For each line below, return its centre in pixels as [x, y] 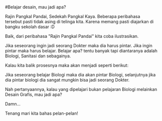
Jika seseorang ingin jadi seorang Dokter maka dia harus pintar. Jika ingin [79, 45]
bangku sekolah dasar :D [30, 27]
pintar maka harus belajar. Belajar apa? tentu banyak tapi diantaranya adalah [81, 51]
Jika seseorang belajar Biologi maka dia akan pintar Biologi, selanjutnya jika [81, 75]
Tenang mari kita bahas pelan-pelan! [42, 113]
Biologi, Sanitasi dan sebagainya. [38, 56]
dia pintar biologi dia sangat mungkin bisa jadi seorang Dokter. [67, 80]
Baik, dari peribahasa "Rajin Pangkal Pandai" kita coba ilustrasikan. [72, 36]
